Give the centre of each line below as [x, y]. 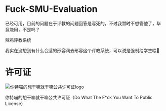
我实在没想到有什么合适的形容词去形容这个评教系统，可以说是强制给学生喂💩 [82, 50]
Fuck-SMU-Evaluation [51, 9]
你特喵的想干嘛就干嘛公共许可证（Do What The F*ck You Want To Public [79, 97]
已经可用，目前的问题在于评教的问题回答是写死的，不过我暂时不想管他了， [81, 23]
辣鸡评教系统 [18, 40]
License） [15, 103]
